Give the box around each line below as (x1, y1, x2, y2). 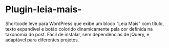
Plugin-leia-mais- (5, 4, 82, 15)
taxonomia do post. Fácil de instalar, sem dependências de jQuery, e (5, 31, 150, 37)
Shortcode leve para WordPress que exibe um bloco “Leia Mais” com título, (5, 20, 164, 27)
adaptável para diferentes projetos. (5, 37, 79, 43)
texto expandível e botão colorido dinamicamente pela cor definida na (5, 26, 153, 32)
